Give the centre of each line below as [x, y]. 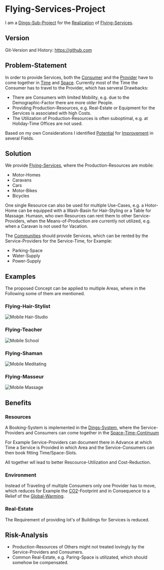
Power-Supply [27, 261]
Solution [18, 153]
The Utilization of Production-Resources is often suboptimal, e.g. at [80, 118]
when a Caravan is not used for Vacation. [47, 226]
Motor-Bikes [25, 191]
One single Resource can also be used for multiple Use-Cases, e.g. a [75, 206]
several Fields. [20, 138]
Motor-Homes [26, 175]
